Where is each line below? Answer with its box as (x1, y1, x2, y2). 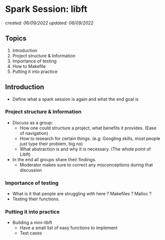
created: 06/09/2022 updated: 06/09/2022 (5, 20, 94, 26)
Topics (5, 34, 27, 43)
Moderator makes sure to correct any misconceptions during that (19, 162, 153, 168)
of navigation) (19, 130, 49, 136)
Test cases (19, 230, 42, 236)
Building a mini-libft (12, 220, 52, 226)
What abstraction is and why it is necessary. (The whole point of (19, 146, 151, 152)
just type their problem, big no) (19, 140, 83, 147)
